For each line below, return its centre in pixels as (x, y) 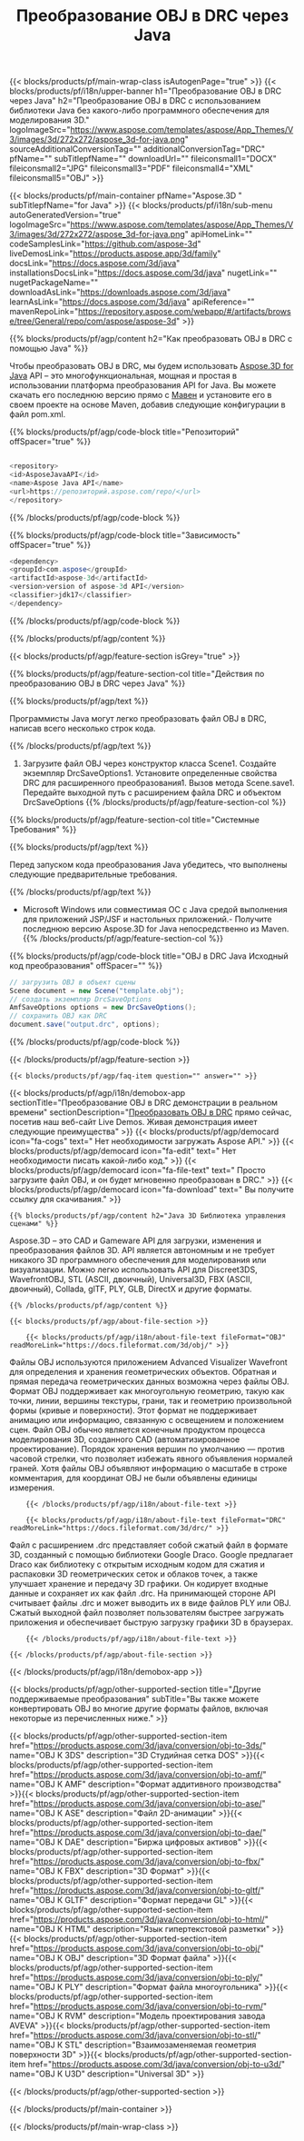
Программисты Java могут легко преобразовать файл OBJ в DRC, (138, 718)
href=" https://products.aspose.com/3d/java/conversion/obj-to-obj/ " (137, 1948)
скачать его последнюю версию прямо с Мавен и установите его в (141, 395)
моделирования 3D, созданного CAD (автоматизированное (125, 1439)
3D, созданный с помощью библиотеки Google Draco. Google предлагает (152, 1555)
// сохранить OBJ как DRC (58, 1016)
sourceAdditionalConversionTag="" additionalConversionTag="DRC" (137, 149)
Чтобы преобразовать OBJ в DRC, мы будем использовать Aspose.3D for (152, 366)
